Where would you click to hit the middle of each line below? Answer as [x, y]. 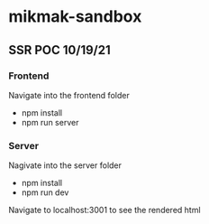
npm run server [50, 122]
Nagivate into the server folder [65, 165]
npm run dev [45, 192]
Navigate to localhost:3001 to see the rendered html [104, 210]
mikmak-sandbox [75, 17]
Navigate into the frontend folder [69, 95]
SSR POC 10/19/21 [60, 50]
